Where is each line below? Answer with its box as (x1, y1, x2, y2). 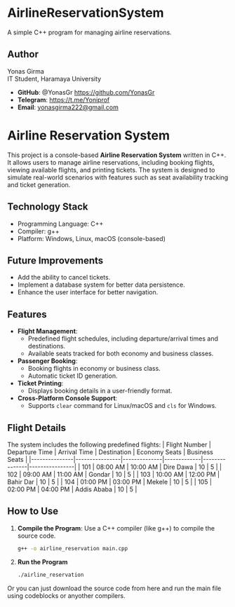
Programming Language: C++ (17, 219, 104, 228)
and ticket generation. (7, 180, 71, 189)
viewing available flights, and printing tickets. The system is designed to (7, 165, 215, 174)
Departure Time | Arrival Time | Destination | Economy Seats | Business (7, 447, 214, 456)
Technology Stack (7, 201, 88, 213)
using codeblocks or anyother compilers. (7, 591, 126, 600)
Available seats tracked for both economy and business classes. (27, 349, 214, 358)
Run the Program (17, 557, 68, 566)
